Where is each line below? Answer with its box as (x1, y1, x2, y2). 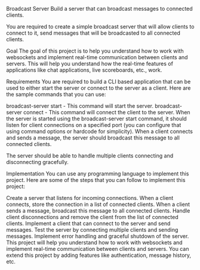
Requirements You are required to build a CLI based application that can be (6, 78, 191, 85)
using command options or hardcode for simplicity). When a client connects (6, 128, 193, 135)
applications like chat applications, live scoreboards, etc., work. (6, 66, 162, 74)
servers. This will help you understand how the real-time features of (6, 60, 173, 67)
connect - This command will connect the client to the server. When (23, 109, 190, 116)
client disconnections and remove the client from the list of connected (6, 214, 179, 220)
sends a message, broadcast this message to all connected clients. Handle (6, 207, 190, 214)
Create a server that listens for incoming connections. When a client (6, 195, 174, 201)
